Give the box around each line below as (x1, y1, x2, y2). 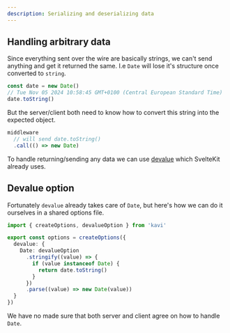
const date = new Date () (7, 83, 79, 90)
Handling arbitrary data (7, 36, 111, 48)
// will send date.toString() (13, 135, 101, 143)
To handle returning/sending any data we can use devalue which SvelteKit (7, 155, 221, 163)
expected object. (7, 116, 56, 124)
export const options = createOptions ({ (7, 234, 127, 241)
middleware (7, 130, 39, 137)
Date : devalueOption (20, 247, 79, 254)
